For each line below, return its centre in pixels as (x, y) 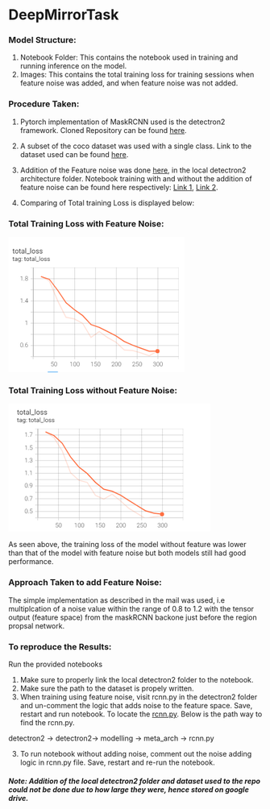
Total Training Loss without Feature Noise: (93, 390)
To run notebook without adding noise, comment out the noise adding (136, 753)
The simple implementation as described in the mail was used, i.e (117, 600)
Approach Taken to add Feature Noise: (85, 583)
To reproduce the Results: (60, 646)
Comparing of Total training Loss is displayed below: (107, 202)
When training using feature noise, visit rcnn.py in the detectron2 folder (139, 697)
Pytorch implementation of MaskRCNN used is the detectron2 (123, 122)
